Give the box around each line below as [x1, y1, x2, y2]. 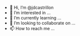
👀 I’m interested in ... [9, 10, 51, 16]
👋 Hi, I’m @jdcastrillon [9, 5, 54, 10]
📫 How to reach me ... [9, 26, 55, 31]
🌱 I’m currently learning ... [9, 15, 62, 20]
